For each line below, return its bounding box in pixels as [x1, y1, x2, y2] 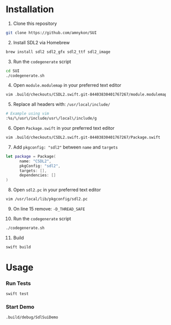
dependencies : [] [19, 173, 56, 178]
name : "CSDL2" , [19, 159, 52, 164]
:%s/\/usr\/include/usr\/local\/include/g [6, 116, 97, 121]
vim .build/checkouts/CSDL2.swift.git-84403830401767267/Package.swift [6, 135, 160, 140]
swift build [6, 244, 31, 250]
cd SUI [6, 68, 20, 73]
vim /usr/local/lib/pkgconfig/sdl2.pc [6, 197, 88, 202]
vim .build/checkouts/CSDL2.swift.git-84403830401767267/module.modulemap [6, 92, 167, 97]
